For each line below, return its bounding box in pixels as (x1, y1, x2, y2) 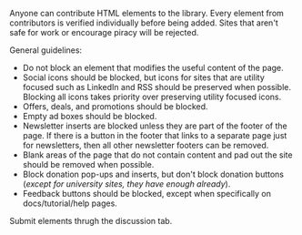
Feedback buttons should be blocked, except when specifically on (22, 189, 271, 199)
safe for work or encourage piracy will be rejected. (9, 27, 199, 37)
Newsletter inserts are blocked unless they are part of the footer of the (22, 120, 288, 131)
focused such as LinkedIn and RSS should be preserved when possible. (22, 82, 291, 92)
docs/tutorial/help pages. (22, 198, 118, 209)
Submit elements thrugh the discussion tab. (9, 216, 173, 226)
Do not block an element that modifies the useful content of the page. (22, 63, 284, 73)
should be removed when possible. (22, 159, 155, 169)
